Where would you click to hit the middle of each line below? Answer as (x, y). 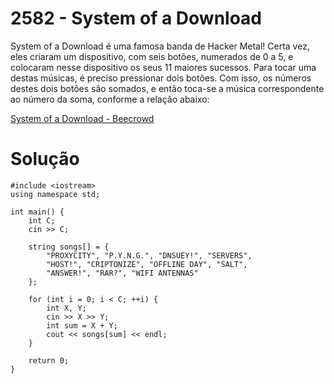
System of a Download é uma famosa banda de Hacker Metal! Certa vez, (160, 46)
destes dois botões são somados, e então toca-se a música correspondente (167, 88)
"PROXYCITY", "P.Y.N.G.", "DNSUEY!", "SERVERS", (149, 255)
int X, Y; (66, 308)
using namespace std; (55, 194)
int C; (42, 220)
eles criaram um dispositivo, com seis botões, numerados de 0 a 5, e (152, 56)
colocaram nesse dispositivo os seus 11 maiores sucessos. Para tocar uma (163, 67)
